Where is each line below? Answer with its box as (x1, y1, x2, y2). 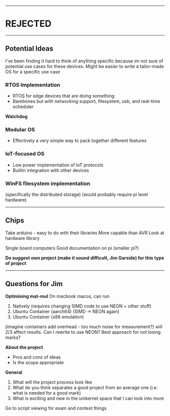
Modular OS (5, 126, 35, 133)
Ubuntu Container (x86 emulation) (12, 314, 84, 320)
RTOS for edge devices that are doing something (12, 93, 115, 99)
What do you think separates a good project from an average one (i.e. (12, 384, 158, 391)
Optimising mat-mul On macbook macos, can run (5, 293, 110, 299)
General (5, 369, 23, 375)
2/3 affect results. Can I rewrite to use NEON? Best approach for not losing (5, 329, 161, 335)
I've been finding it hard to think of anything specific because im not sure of (5, 58, 163, 64)
